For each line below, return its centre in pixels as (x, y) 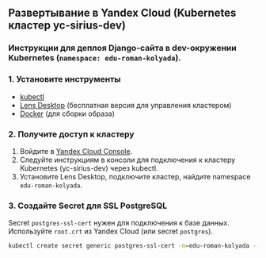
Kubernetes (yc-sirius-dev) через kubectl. (89, 168)
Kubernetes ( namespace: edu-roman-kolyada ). (95, 58)
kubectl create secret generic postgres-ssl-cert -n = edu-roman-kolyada (129, 246)
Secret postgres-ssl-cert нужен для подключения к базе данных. (119, 223)
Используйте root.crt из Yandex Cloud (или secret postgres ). (111, 231)
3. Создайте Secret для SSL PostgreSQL (88, 206)
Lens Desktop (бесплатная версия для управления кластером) (125, 105)
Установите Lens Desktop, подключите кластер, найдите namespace (135, 176)
